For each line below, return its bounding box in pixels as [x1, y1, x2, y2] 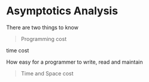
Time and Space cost [20, 70, 74, 77]
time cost [6, 46, 29, 54]
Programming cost [20, 35, 67, 42]
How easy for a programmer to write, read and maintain [6, 58, 144, 65]
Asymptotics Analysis [6, 4, 118, 18]
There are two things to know [6, 24, 79, 31]
